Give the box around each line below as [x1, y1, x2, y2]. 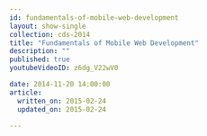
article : [9, 87, 42, 97]
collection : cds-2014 [9, 30, 91, 39]
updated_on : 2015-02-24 [17, 104, 106, 113]
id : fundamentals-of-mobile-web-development [9, 13, 179, 23]
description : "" [9, 47, 70, 56]
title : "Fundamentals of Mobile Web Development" [9, 38, 200, 48]
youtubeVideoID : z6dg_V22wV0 [9, 64, 119, 73]
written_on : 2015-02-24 [17, 96, 106, 105]
